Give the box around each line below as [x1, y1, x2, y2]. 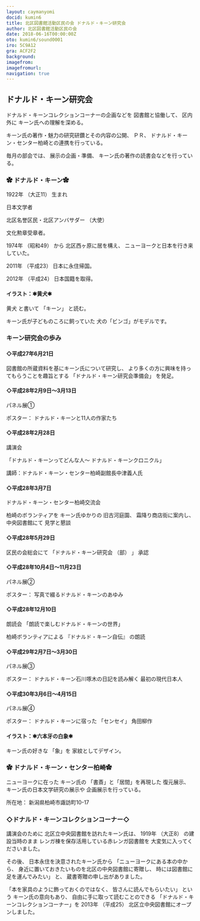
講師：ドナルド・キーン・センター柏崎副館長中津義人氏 [6, 469, 143, 476]
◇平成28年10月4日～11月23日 [6, 564, 82, 571]
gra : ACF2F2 [6, 48, 36, 54]
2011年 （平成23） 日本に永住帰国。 [6, 263, 95, 270]
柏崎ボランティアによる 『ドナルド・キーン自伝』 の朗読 [6, 633, 145, 640]
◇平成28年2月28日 [6, 429, 55, 437]
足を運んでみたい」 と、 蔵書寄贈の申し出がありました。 [6, 873, 146, 880]
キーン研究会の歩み [6, 334, 62, 342]
